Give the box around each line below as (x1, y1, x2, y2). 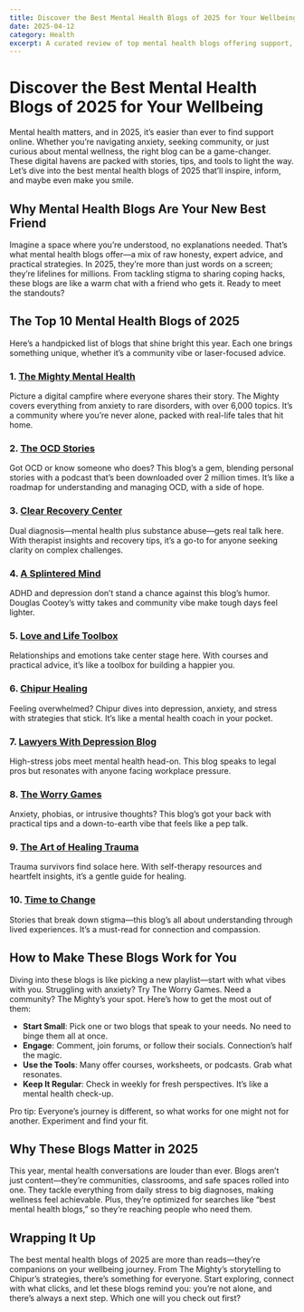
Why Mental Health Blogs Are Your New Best (9, 201, 267, 217)
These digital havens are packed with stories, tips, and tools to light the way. (9, 156, 294, 167)
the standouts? (9, 287, 65, 298)
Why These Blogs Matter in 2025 (9, 1141, 199, 1156)
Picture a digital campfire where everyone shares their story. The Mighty (9, 391, 280, 401)
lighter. (9, 607, 35, 617)
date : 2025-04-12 (9, 22, 75, 31)
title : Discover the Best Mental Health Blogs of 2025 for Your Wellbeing (9, 13, 298, 23)
